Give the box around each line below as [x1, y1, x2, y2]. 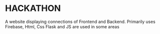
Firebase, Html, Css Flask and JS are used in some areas [5, 23, 120, 29]
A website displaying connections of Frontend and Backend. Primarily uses [5, 19, 156, 24]
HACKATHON [5, 3, 61, 14]
